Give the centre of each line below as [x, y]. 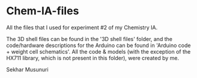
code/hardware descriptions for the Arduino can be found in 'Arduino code [98, 45]
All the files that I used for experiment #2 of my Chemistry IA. [82, 27]
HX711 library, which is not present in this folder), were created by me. [92, 58]
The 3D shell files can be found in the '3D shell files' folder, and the [89, 39]
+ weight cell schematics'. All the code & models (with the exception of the [98, 51]
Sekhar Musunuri [28, 69]
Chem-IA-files [43, 11]
